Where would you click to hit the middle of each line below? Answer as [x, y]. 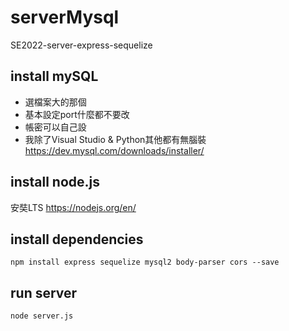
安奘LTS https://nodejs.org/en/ [73, 207]
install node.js [55, 182]
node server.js [42, 316]
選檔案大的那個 [55, 102]
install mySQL [54, 76]
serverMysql [65, 17]
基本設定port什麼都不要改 [77, 114]
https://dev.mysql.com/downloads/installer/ [114, 150]
